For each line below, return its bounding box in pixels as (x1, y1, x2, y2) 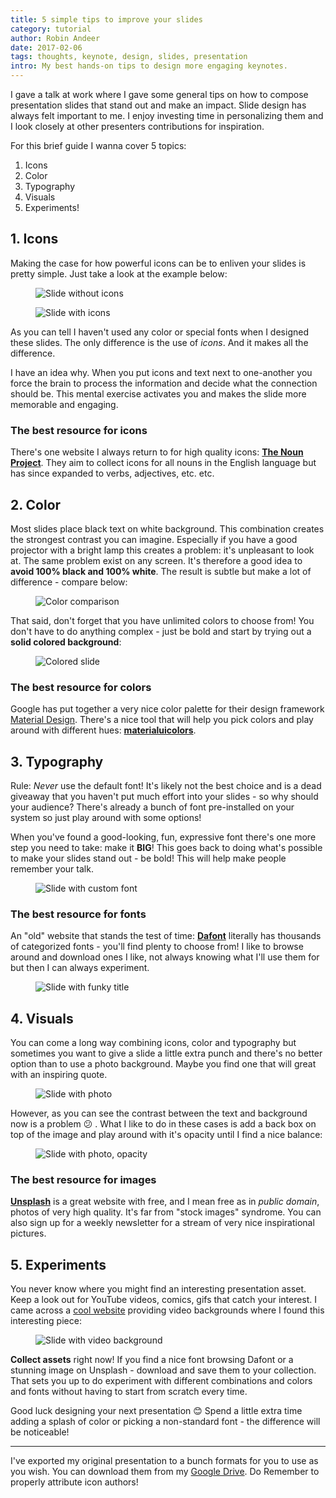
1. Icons (10, 231, 59, 248)
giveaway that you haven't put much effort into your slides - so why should (10, 791, 319, 803)
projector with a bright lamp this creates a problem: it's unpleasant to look (10, 544, 315, 556)
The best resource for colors (10, 680, 152, 694)
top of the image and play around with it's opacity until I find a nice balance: (10, 1129, 323, 1141)
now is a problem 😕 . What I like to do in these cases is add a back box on (10, 1118, 317, 1130)
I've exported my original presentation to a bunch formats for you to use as (10, 1455, 319, 1467)
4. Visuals (10, 1010, 74, 1027)
